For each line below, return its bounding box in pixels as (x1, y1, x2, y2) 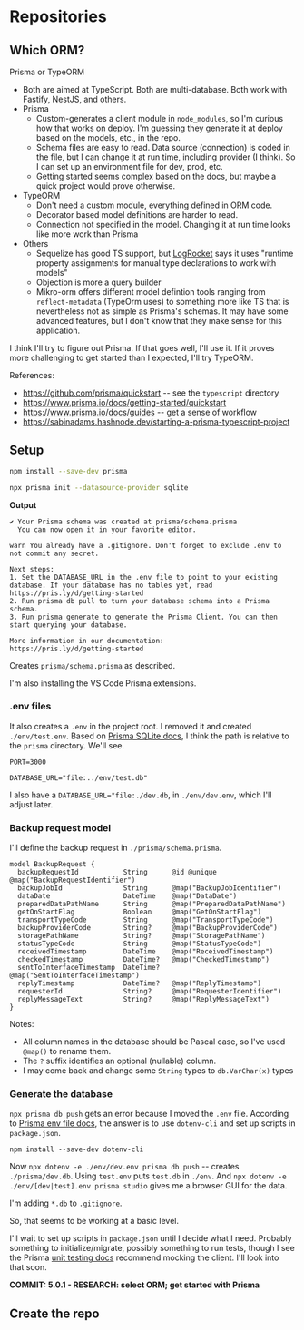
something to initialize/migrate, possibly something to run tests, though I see (9, 1243, 295, 1254)
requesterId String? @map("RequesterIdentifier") (17, 987, 282, 996)
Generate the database (9, 1088, 113, 1100)
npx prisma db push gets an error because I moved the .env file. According (9, 1109, 289, 1120)
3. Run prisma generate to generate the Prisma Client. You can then (9, 612, 279, 621)
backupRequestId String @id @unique (17, 868, 218, 877)
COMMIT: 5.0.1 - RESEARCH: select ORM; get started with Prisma (9, 1279, 260, 1290)
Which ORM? (9, 43, 85, 58)
